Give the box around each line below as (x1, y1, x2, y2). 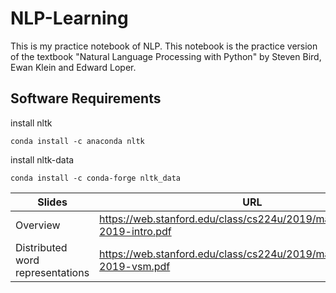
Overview (15, 218, 61, 232)
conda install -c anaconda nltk (10, 136, 145, 146)
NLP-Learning (10, 7, 129, 30)
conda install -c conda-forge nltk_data (10, 173, 182, 183)
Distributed (15, 240, 68, 254)
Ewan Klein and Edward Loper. (10, 61, 137, 73)
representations (15, 265, 90, 279)
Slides (37, 195, 68, 209)
